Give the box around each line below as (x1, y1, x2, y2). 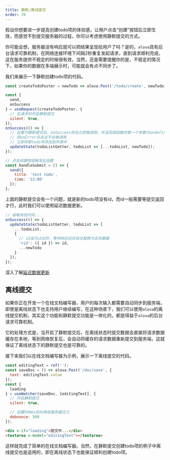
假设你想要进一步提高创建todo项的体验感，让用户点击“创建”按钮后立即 (5, 26, 152, 33)
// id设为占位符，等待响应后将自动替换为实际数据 (18, 236, 110, 241)
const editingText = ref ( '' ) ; (5, 363, 69, 368)
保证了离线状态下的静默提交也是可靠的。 (5, 342, 90, 348)
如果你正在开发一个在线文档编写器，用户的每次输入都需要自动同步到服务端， (5, 300, 165, 306)
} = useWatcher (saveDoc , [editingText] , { (5, 391, 96, 396)
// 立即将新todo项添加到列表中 (10, 140, 67, 145)
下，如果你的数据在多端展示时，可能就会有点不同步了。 (5, 63, 120, 69)
